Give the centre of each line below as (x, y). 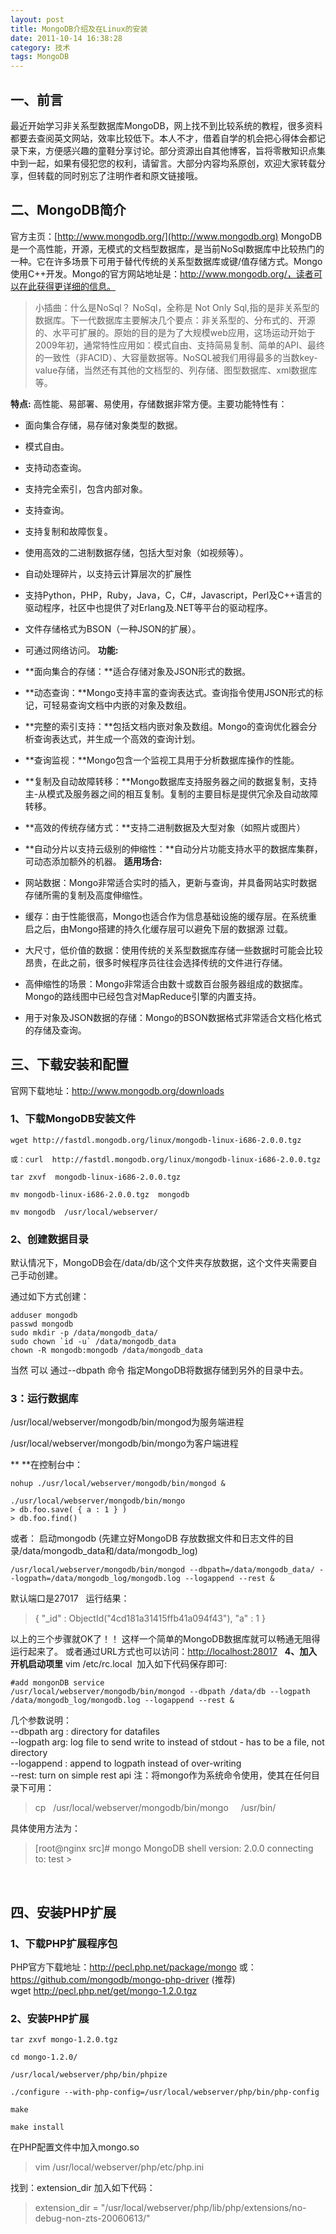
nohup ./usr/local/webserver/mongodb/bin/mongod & (118, 1484)
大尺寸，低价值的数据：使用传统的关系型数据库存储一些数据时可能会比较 (173, 950)
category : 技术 (40, 47)
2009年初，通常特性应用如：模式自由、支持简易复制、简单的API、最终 (180, 345)
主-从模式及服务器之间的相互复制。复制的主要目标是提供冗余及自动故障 (171, 793)
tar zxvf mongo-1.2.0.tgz (64, 2040)
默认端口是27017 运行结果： (70, 1598)
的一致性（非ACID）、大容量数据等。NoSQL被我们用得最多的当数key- (176, 357)
